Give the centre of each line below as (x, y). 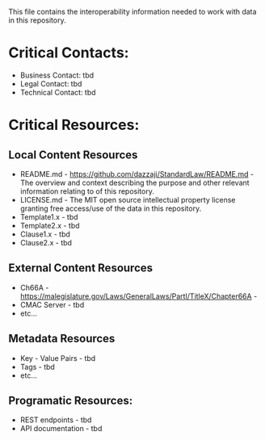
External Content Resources (81, 268)
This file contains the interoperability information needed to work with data (132, 12)
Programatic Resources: (71, 400)
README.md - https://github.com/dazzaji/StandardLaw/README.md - (137, 174)
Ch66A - (34, 287)
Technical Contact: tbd (58, 92)
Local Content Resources (73, 155)
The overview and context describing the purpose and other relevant (135, 182)
